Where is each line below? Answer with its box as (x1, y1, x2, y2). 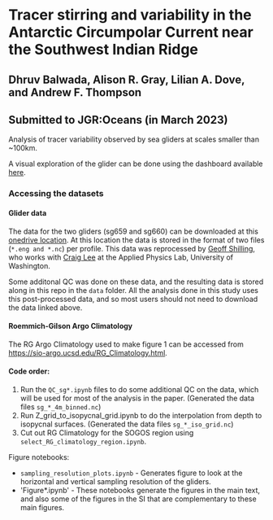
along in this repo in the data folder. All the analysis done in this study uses (8, 285, 258, 295)
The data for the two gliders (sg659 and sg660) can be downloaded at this (8, 226, 258, 236)
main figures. (19, 502, 65, 512)
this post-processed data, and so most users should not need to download (8, 294, 258, 304)
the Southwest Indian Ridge (8, 41, 199, 59)
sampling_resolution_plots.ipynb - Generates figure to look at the (19, 468, 243, 478)
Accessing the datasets (8, 188, 104, 199)
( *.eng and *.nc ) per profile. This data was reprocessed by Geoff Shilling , (8, 243, 256, 253)
